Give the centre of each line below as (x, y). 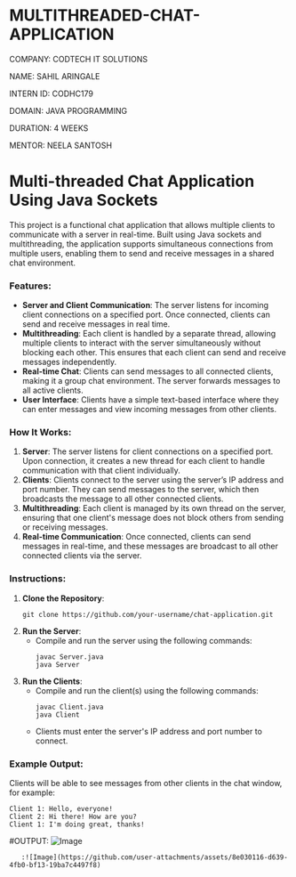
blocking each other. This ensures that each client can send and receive (154, 353)
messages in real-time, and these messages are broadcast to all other (150, 546)
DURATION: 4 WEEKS (49, 128)
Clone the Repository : (63, 598)
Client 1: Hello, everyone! (61, 809)
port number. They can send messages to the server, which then (140, 490)
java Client (57, 715)
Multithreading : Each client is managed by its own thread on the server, (154, 508)
